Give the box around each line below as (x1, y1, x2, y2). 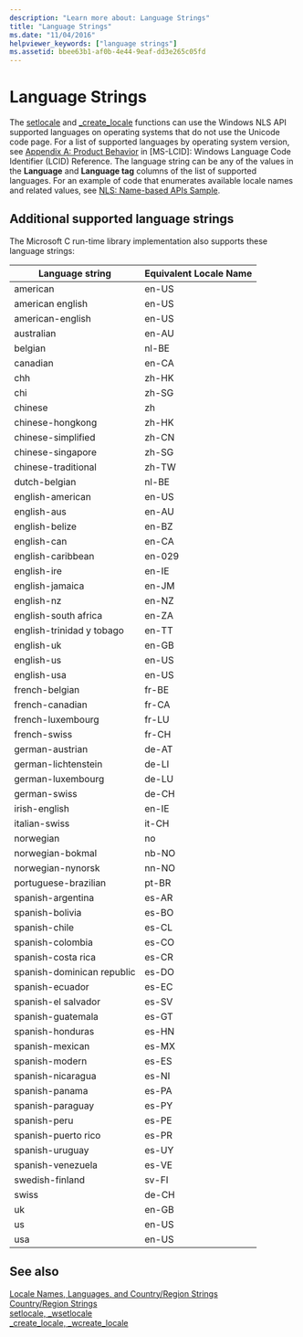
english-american (14, 490, 91, 503)
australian (14, 326, 57, 339)
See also (9, 1264, 59, 1279)
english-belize (14, 520, 78, 533)
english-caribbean (14, 549, 95, 562)
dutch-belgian (14, 475, 77, 488)
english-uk (14, 639, 62, 652)
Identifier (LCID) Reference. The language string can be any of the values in (9, 156, 294, 167)
